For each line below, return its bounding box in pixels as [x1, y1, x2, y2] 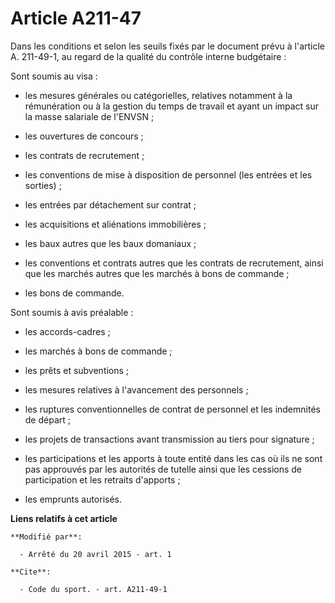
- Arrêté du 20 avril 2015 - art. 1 [19, 549, 172, 559]
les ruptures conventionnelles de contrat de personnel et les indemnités [24, 403, 321, 415]
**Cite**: [10, 567, 52, 577]
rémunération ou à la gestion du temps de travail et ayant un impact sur [24, 100, 320, 112]
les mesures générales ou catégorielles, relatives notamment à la [24, 89, 293, 101]
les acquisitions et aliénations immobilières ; [24, 218, 207, 230]
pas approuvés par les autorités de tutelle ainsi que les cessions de [24, 463, 303, 475]
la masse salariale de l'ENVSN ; [24, 110, 155, 122]
